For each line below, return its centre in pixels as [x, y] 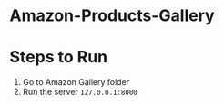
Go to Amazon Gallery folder [76, 82]
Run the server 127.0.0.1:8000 [80, 92]
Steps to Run [58, 57]
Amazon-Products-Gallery [112, 16]
